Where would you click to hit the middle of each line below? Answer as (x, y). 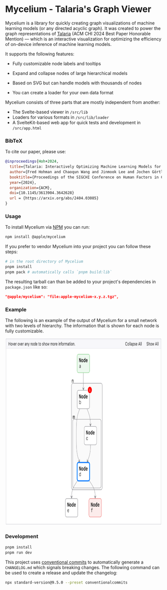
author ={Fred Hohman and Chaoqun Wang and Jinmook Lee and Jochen (80, 172)
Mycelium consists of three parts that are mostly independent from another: (83, 102)
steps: (11, 252)
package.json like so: (26, 287)
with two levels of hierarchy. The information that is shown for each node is (82, 326)
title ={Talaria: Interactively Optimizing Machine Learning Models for (85, 167)
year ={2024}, (23, 182)
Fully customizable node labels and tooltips (56, 63)
